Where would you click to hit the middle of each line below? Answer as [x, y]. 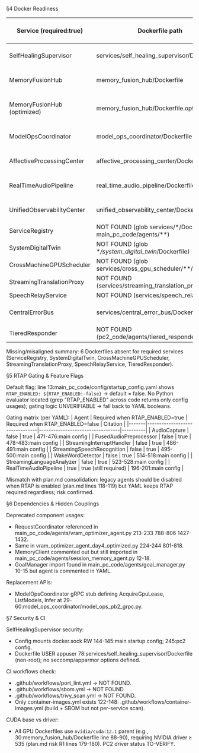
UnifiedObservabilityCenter [47, 210]
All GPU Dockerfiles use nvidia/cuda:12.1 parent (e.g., [81, 731]
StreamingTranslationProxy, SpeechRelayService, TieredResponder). [90, 364]
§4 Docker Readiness [32, 9]
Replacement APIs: [29, 582]
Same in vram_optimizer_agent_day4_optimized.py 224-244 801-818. [99, 545]
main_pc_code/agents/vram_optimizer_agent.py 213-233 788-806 [95, 533]
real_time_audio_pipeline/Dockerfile [146, 185]
